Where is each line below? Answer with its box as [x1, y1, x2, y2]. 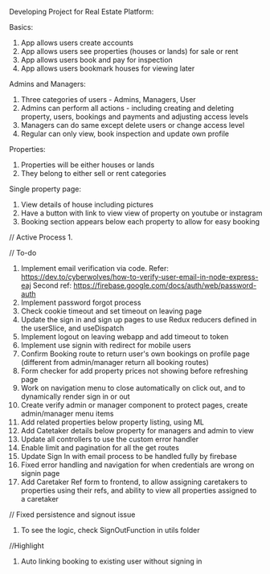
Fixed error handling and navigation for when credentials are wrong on [20, 460, 255, 469]
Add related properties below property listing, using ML [20, 417, 204, 427]
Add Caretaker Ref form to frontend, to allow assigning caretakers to [20, 478, 247, 486]
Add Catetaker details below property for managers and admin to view [20, 426, 254, 435]
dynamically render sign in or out [20, 392, 131, 401]
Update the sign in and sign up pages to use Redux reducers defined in [20, 315, 257, 324]
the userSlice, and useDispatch [20, 323, 125, 333]
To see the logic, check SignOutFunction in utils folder [20, 526, 200, 535]
